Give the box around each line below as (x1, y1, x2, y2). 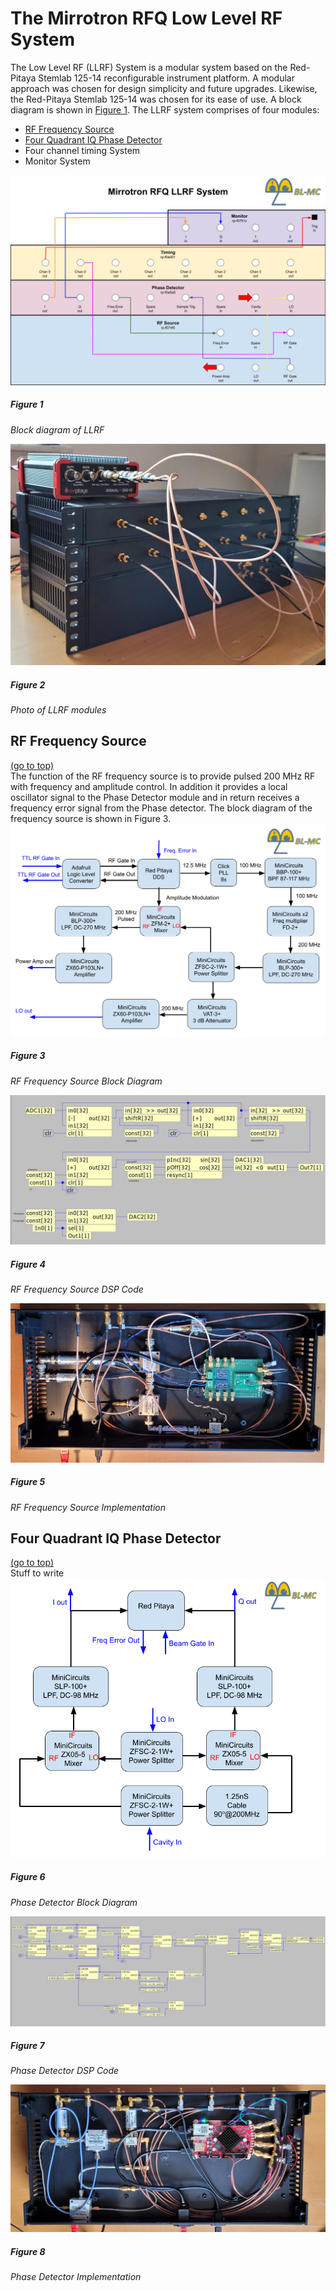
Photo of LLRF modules (10, 703, 107, 716)
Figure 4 (10, 1258, 46, 1270)
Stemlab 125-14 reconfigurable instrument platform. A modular (38, 72, 295, 84)
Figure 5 (10, 1476, 46, 1488)
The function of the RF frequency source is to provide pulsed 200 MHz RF (10, 770, 316, 782)
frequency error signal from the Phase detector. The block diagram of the (10, 802, 313, 814)
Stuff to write (10, 1567, 65, 1579)
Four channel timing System (24, 144, 141, 156)
